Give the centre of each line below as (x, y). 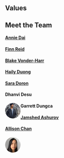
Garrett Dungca (37, 106)
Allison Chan (18, 129)
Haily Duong (18, 72)
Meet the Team (29, 25)
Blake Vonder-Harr (25, 60)
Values (16, 8)
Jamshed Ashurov (40, 117)
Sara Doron (17, 83)
